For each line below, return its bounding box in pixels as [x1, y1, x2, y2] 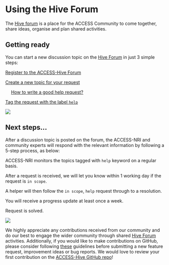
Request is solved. [5, 208, 44, 214]
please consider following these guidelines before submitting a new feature [5, 243, 163, 249]
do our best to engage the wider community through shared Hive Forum [5, 232, 156, 239]
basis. [5, 163, 18, 169]
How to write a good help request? [11, 89, 83, 95]
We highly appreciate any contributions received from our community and [5, 227, 160, 233]
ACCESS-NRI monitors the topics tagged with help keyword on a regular [5, 157, 157, 163]
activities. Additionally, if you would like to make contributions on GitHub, [5, 238, 158, 244]
